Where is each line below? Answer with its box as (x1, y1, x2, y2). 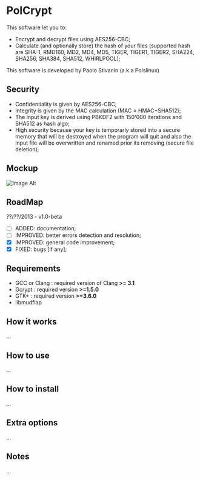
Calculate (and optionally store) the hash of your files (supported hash (15, 42, 191, 49)
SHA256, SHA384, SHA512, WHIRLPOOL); (15, 55, 121, 62)
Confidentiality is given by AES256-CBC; (15, 100, 117, 108)
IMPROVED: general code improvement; (15, 238, 115, 246)
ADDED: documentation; (15, 225, 76, 232)
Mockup (6, 163, 38, 174)
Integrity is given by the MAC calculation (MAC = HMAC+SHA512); (15, 107, 181, 114)
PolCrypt (6, 4, 52, 18)
